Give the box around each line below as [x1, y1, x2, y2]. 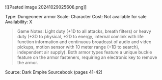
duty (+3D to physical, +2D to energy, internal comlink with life [17, 34, 144, 39]
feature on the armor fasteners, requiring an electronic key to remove [17, 54, 157, 60]
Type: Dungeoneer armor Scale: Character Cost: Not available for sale [5, 14, 147, 19]
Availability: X [5, 19, 32, 25]
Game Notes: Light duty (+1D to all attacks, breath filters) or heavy [17, 28, 151, 34]
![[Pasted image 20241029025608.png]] [5, 4, 87, 10]
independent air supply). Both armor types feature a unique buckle [17, 49, 152, 55]
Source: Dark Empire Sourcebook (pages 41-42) [5, 69, 103, 75]
